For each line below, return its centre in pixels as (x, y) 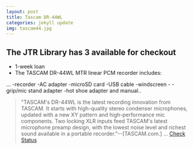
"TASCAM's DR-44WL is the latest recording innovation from (96, 102)
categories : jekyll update (40, 23)
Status (29, 140)
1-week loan (30, 66)
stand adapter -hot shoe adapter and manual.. (85, 91)
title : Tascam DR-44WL (34, 17)
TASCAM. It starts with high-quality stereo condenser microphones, (104, 109)
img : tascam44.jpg (29, 28)
